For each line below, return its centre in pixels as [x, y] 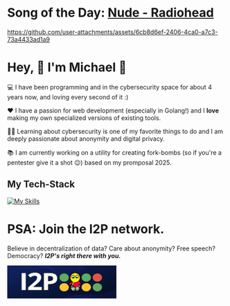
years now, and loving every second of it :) [68, 97]
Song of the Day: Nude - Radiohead [110, 13]
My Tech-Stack [41, 184]
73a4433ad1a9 [29, 39]
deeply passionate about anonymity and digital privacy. [86, 138]
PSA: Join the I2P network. [86, 229]
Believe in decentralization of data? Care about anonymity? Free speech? [112, 248]
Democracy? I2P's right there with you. [64, 255]
